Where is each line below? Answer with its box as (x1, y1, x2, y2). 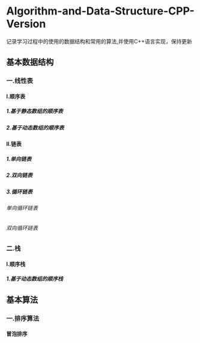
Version (6, 17, 46, 31)
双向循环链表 (6, 224, 38, 231)
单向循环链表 (6, 204, 38, 212)
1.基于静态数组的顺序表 (6, 107, 63, 115)
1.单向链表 (6, 155, 32, 162)
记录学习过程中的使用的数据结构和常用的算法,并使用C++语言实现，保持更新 (6, 37, 192, 45)
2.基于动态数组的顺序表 (6, 124, 64, 131)
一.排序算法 (6, 314, 40, 323)
